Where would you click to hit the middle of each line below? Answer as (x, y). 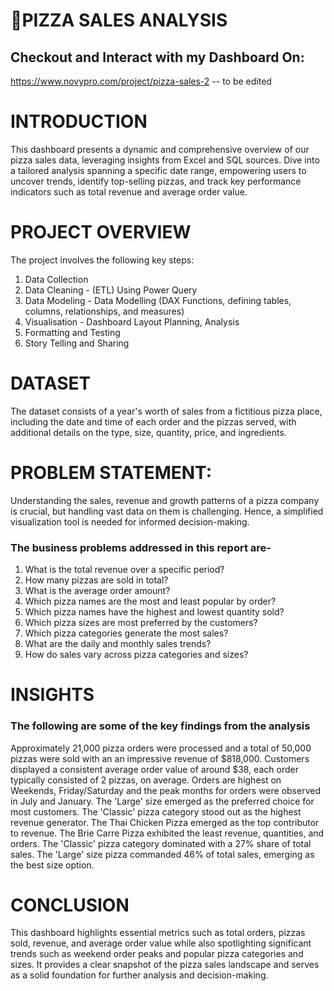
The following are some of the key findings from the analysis (160, 726)
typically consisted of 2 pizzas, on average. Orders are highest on (146, 780)
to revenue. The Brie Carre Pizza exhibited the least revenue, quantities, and (167, 833)
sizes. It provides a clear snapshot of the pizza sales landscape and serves (165, 965)
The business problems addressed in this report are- (141, 547)
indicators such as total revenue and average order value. (129, 191)
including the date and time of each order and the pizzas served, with (153, 421)
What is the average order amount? (97, 591)
